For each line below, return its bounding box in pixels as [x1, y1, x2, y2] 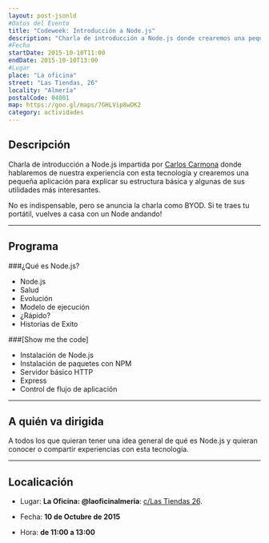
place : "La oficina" [8, 71, 78, 79]
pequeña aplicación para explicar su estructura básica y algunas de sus [8, 176, 246, 186]
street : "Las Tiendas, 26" [8, 78, 98, 86]
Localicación [8, 475, 74, 489]
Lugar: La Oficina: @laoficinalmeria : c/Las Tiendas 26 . [19, 497, 203, 506]
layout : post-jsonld [8, 11, 78, 20]
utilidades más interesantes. [8, 185, 101, 195]
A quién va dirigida [8, 415, 104, 428]
